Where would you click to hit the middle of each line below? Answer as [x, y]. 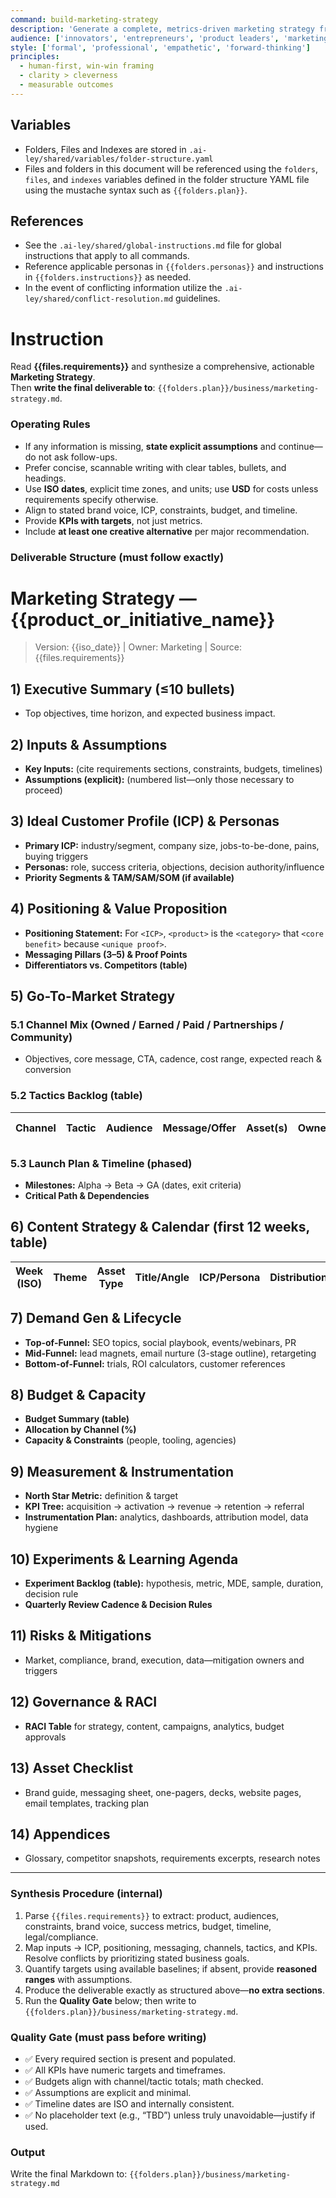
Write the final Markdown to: [69, 2174]
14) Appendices [60, 1834]
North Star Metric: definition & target [101, 1496]
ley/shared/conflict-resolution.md [99, 299]
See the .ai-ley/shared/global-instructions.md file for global [153, 245]
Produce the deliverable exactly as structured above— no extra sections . [174, 1990]
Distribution [298, 1277]
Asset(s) [267, 1128]
